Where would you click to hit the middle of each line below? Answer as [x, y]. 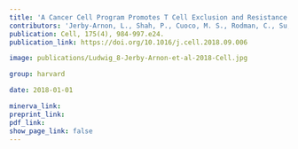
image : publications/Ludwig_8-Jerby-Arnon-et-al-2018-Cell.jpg [129, 59]
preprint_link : [37, 114]
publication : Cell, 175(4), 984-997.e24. [87, 34]
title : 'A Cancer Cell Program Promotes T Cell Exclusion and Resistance [149, 17]
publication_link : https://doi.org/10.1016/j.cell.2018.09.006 [129, 42]
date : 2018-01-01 [41, 90]
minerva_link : [35, 106]
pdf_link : [27, 122]
